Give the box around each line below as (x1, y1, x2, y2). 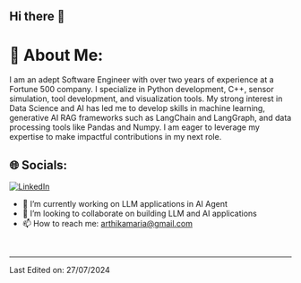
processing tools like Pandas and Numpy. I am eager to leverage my (9, 122, 260, 133)
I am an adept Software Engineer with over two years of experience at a (9, 74, 275, 85)
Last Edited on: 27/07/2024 (9, 265, 110, 276)
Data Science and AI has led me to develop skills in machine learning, (9, 103, 266, 114)
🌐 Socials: (9, 158, 68, 173)
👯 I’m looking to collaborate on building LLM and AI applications (21, 208, 257, 219)
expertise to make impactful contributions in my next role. (9, 132, 222, 142)
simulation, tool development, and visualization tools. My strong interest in (9, 93, 283, 104)
